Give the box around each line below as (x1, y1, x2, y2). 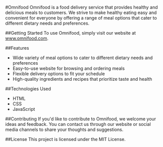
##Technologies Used (5, 86, 51, 92)
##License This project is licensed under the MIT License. (5, 136, 126, 142)
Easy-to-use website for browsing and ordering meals (12, 65, 125, 71)
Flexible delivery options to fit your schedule (12, 71, 105, 77)
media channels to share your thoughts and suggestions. (5, 126, 124, 132)
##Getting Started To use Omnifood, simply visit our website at (5, 30, 136, 36)
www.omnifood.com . (5, 35, 49, 41)
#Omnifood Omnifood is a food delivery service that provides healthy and (5, 5, 158, 10)
